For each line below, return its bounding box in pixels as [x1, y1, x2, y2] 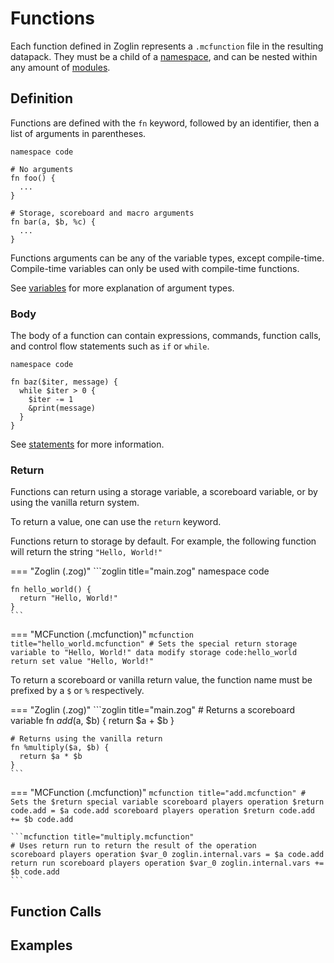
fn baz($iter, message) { [10, 377, 118, 387]
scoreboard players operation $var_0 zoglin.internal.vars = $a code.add [10, 850, 325, 860]
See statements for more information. [10, 438, 165, 451]
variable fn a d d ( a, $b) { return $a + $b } [10, 715, 175, 727]
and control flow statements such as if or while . [10, 340, 210, 352]
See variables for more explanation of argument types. [10, 282, 235, 294]
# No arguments [10, 164, 74, 174]
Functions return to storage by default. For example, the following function [10, 535, 317, 547]
